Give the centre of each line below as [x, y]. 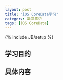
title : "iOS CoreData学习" [32, 14]
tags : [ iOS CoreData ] [27, 23]
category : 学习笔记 [23, 19]
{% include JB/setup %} [29, 37]
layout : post [18, 10]
